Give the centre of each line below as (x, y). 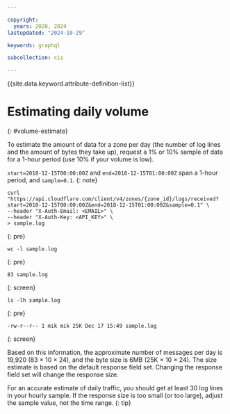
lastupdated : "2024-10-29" (46, 33)
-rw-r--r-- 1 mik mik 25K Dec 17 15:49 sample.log (82, 326)
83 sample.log (28, 275)
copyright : (23, 19)
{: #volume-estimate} (38, 131)
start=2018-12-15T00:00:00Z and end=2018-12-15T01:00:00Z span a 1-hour (113, 173)
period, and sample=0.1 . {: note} (52, 180)
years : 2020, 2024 (40, 26)
